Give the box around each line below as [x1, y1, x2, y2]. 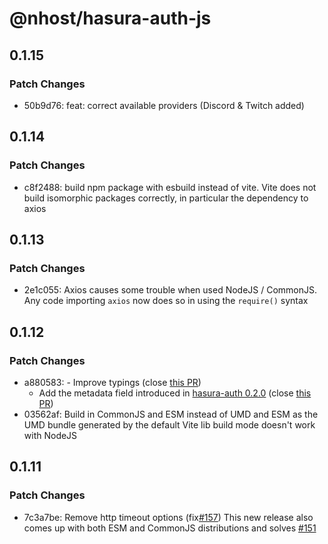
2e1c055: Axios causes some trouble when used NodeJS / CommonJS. [23, 284, 318, 296]
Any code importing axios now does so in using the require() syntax [23, 295, 309, 307]
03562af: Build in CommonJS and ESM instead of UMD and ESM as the [23, 408, 319, 420]
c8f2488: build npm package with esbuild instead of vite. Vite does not [23, 181, 317, 193]
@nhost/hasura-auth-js [9, 7, 212, 30]
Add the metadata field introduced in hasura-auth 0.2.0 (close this [38, 387, 312, 399]
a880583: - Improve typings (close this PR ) [23, 376, 202, 388]
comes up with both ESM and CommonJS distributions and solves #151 [23, 522, 317, 534]
